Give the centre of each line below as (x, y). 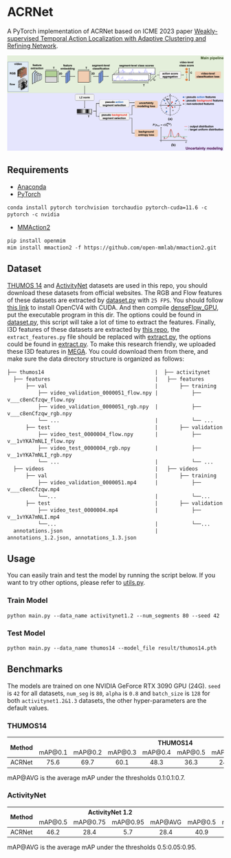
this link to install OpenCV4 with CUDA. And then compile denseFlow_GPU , (113, 307)
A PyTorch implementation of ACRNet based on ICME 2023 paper (100, 31)
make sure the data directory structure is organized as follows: (96, 359)
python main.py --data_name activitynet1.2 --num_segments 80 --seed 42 (113, 616)
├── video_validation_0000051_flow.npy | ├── (119, 393)
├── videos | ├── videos (106, 469)
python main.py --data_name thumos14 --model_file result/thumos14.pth (112, 648)
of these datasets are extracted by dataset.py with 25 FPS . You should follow (115, 300)
